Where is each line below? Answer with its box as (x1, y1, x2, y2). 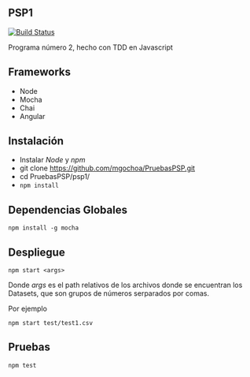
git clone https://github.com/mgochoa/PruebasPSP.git (19, 163, 195, 173)
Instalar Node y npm (19, 155, 86, 165)
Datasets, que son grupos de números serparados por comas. (8, 289, 210, 298)
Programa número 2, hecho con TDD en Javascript (8, 43, 173, 52)
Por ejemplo (8, 304, 47, 314)
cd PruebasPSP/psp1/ (19, 172, 90, 181)
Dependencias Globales (8, 203, 128, 216)
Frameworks (8, 65, 72, 79)
